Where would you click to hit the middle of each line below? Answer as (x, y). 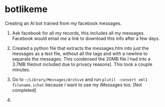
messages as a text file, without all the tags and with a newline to (80, 54)
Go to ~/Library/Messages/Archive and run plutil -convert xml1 (80, 79)
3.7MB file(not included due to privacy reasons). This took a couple (82, 64)
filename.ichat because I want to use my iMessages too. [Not (77, 85)
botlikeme (26, 9)
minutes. (21, 70)
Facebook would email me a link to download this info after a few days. (86, 38)
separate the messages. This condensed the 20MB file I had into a (81, 59)
